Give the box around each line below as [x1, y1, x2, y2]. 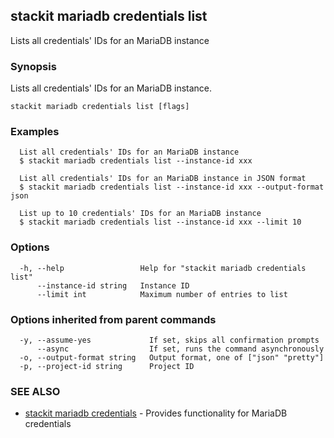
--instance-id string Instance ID [36, 280, 190, 291]
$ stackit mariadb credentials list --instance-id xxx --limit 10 [19, 217, 302, 228]
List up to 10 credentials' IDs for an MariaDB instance [19, 209, 262, 219]
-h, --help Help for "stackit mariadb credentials [19, 263, 307, 273]
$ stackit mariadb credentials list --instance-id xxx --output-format [19, 182, 325, 193]
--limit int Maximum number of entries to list [36, 289, 288, 299]
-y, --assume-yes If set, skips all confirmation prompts [19, 335, 320, 345]
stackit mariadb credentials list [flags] [10, 102, 190, 112]
